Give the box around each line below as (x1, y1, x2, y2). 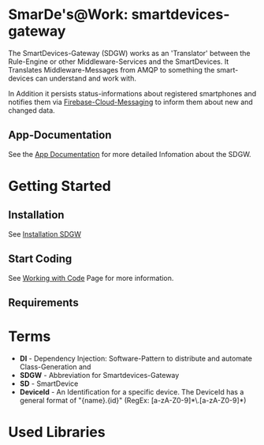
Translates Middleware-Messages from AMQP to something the (8, 65, 215, 74)
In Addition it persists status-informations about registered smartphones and (8, 88, 257, 98)
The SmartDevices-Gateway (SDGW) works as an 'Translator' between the (8, 48, 251, 58)
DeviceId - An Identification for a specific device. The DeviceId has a (19, 387, 244, 396)
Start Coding (8, 252, 73, 266)
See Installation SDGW (8, 229, 81, 238)
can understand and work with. (35, 73, 136, 83)
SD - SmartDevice (19, 379, 79, 388)
